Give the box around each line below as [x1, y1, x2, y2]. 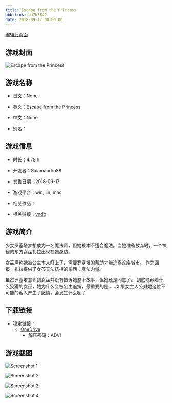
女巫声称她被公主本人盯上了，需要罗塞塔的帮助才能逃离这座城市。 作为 [5, 259, 155, 266]
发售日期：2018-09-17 [12, 178, 60, 185]
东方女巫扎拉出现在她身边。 [14, 248, 73, 254]
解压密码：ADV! [28, 332, 61, 338]
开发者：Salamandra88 [12, 167, 62, 173]
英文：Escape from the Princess [12, 104, 81, 110]
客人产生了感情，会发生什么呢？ [18, 289, 86, 295]
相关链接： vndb [12, 211, 47, 217]
